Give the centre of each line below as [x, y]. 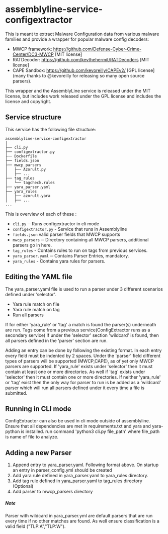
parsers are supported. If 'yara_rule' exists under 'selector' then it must [79, 366]
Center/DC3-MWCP [33, 54]
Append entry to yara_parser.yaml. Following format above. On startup [86, 465]
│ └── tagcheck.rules [30, 183]
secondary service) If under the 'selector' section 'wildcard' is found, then [82, 335]
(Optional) [23, 486]
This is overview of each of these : [41, 214]
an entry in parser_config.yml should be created [62, 470]
